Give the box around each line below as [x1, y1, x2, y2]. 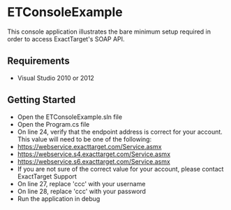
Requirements [7, 55, 70, 67]
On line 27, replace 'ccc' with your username [17, 179, 146, 188]
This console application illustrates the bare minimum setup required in [7, 27, 211, 36]
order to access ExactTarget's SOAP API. [7, 34, 125, 43]
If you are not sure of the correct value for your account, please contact [17, 164, 224, 173]
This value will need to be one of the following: [17, 134, 152, 143]
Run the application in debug [17, 194, 100, 203]
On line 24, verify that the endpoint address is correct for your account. [17, 127, 223, 136]
